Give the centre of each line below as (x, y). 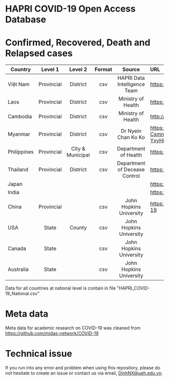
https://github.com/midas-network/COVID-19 (52, 334)
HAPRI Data (131, 78)
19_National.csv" (22, 294)
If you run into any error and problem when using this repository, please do (83, 368)
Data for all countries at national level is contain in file (61, 288)
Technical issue (39, 354)
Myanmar (19, 134)
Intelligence (131, 84)
